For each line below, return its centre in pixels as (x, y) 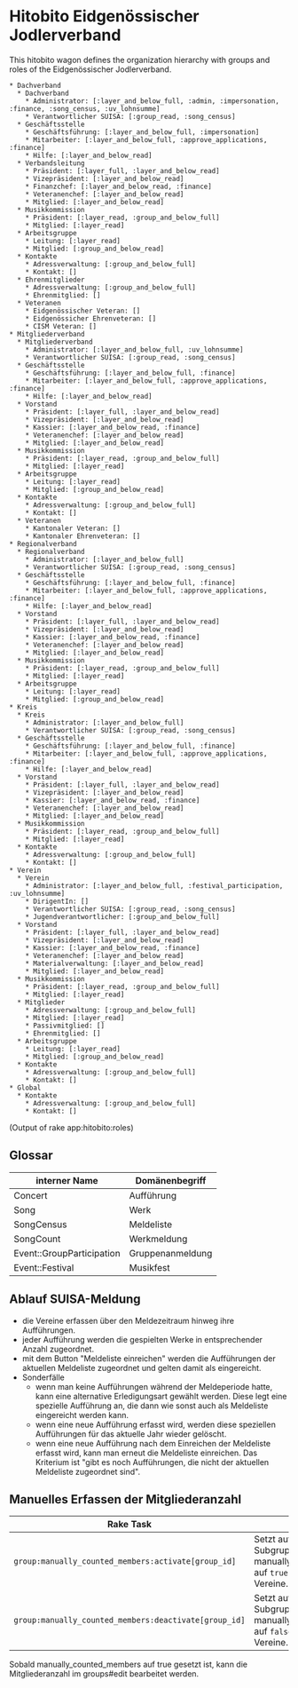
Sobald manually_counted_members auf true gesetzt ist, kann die (129, 1664)
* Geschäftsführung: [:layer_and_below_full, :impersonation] (142, 132)
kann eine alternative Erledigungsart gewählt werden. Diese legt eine (161, 1396)
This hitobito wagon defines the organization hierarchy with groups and (140, 59)
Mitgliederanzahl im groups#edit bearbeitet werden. (104, 1674)
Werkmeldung (158, 1239)
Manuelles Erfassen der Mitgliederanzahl (125, 1499)
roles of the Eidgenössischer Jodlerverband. (90, 69)
